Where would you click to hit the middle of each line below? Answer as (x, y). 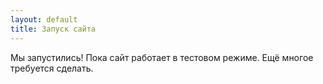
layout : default (44, 19)
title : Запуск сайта (53, 29)
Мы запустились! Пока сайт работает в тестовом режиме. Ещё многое (162, 57)
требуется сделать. (52, 68)
